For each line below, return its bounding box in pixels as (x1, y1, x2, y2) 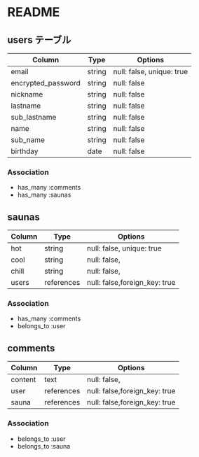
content (11, 375, 36, 385)
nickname (11, 90, 43, 99)
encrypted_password (11, 78, 81, 87)
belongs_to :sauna (17, 442, 71, 450)
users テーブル (7, 34, 71, 45)
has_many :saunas (17, 190, 71, 199)
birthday (11, 146, 39, 156)
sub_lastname (11, 113, 57, 122)
